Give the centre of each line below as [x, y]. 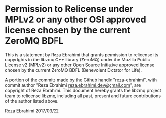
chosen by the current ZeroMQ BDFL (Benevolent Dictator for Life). [74, 70]
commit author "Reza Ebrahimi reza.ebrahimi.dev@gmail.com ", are [73, 85]
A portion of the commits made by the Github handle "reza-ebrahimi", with [81, 80]
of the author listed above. [32, 101]
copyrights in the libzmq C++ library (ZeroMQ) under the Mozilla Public [78, 59]
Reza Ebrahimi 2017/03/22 [32, 111]
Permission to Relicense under [69, 9]
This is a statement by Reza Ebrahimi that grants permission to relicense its [82, 54]
